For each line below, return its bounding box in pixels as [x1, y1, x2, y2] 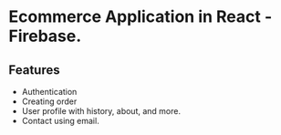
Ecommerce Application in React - [8, 6, 273, 27]
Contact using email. [21, 116, 99, 126]
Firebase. [8, 26, 82, 47]
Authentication [21, 87, 78, 97]
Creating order [21, 96, 78, 107]
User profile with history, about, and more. [21, 106, 182, 116]
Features [8, 62, 60, 78]
